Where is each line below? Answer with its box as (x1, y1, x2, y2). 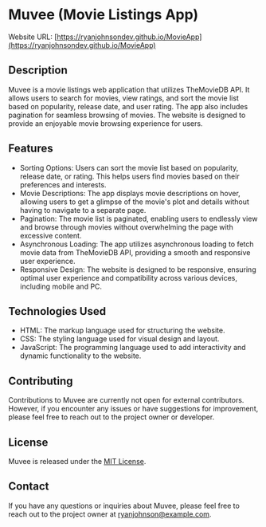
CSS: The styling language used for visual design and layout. (19, 334, 220, 344)
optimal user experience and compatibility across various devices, (19, 273, 237, 282)
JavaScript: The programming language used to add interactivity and (19, 343, 246, 352)
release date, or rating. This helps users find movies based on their (19, 171, 241, 181)
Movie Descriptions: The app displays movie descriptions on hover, (19, 188, 241, 198)
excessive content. (19, 230, 82, 240)
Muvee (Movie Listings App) (8, 6, 199, 24)
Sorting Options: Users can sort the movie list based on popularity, (19, 163, 239, 172)
